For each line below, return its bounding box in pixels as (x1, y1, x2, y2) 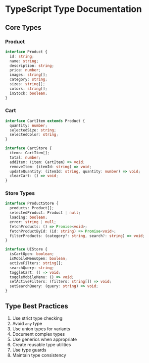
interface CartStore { (5, 146, 52, 151)
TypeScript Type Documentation (5, 3, 142, 15)
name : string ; (9, 59, 39, 63)
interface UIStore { (5, 247, 48, 252)
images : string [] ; (9, 72, 48, 77)
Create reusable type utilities (12, 341, 71, 348)
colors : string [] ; (9, 86, 48, 91)
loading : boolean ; (9, 215, 48, 220)
